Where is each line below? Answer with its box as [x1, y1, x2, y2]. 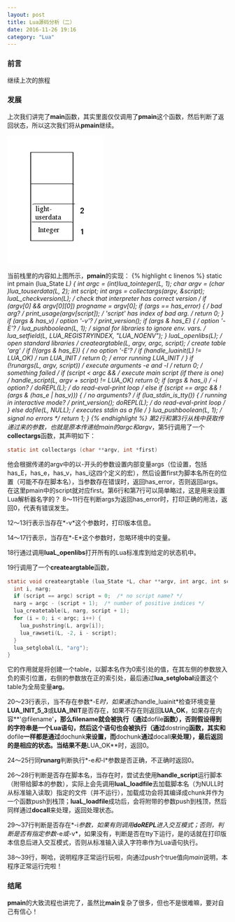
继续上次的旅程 [7, 76, 50, 84]
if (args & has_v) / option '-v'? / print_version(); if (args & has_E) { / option [7, 316, 220, 325]
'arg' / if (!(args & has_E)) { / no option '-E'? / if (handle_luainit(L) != [7, 346, 202, 355]
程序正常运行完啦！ [7, 862, 63, 870]
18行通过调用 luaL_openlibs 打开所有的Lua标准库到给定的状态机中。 [7, 548, 201, 556]
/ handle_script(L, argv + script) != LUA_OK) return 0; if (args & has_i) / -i [7, 376, 218, 384]
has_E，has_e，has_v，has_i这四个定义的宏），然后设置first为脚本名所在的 [7, 469, 222, 477]
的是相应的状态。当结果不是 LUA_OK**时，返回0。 [7, 742, 153, 750]
